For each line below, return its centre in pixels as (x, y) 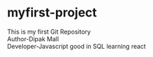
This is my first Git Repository (49, 32)
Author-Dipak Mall (33, 38)
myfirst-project (52, 13)
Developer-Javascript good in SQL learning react (76, 46)
